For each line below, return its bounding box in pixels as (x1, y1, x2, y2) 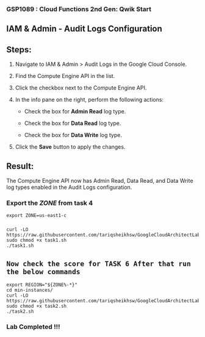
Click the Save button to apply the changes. (15, 143, 126, 151)
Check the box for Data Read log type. (24, 119, 121, 127)
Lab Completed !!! (6, 322, 60, 331)
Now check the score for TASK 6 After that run (6, 259, 191, 268)
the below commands (6, 267, 81, 276)
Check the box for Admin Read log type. (24, 108, 126, 115)
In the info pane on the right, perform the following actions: (15, 96, 164, 104)
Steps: (6, 44, 32, 55)
